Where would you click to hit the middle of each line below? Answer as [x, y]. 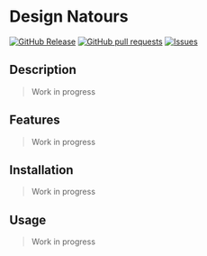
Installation [41, 170]
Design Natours [69, 17]
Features [35, 120]
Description [43, 70]
